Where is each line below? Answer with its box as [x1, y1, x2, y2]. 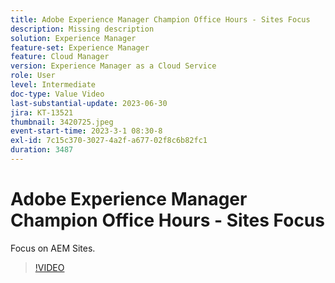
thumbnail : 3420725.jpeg [10, 117, 114, 127]
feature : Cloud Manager [10, 52, 110, 62]
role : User [10, 71, 56, 81]
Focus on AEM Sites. [10, 242, 96, 254]
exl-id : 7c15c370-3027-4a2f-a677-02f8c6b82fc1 [10, 136, 208, 146]
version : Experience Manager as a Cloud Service [10, 61, 217, 71]
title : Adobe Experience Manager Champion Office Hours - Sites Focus [10, 14, 311, 25]
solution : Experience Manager [10, 33, 137, 43]
